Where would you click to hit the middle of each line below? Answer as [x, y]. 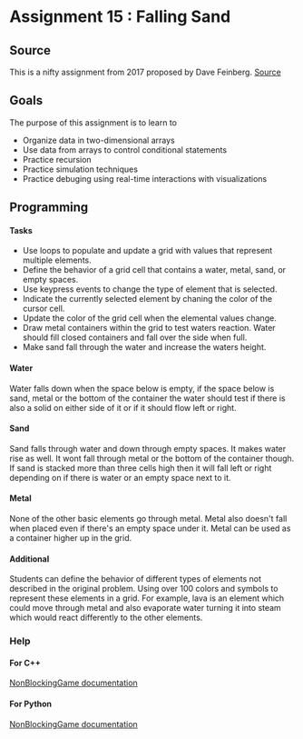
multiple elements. [57, 260]
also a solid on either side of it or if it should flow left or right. [123, 407]
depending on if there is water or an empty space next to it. [120, 477]
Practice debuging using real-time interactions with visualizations [145, 178]
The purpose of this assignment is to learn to [93, 122]
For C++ [25, 663]
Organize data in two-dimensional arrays [98, 140]
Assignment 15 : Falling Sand [120, 17]
